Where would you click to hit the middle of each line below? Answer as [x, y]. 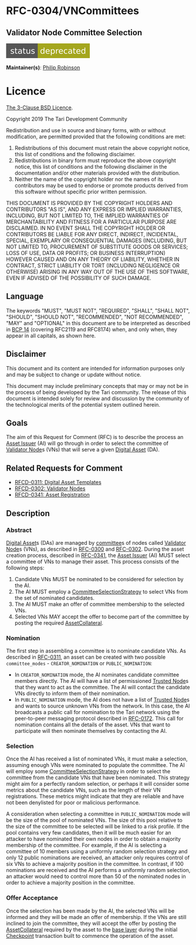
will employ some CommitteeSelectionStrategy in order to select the [88, 772]
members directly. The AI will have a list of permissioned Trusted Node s [102, 681]
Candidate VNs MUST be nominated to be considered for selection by [99, 579]
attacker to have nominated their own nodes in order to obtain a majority [93, 839]
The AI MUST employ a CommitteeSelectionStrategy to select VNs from [101, 591]
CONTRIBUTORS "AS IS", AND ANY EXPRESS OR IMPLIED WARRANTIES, [94, 209]
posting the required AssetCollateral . [59, 623]
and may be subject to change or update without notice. [74, 374]
